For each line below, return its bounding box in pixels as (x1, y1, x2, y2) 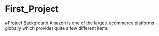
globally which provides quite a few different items (5, 25, 108, 31)
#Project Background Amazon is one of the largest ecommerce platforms (5, 20, 155, 26)
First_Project (5, 3, 59, 15)
